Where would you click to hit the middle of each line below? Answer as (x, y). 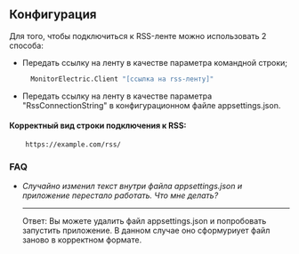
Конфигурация (53, 15)
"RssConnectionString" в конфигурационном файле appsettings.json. (151, 105)
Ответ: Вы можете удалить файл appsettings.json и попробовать (144, 221)
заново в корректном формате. (82, 240)
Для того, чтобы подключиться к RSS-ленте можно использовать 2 (138, 36)
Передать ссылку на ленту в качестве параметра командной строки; (154, 62)
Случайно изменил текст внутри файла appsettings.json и (132, 187)
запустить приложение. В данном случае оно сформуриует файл (146, 231)
